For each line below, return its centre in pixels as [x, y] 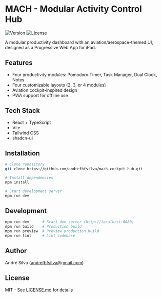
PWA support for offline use [40, 95]
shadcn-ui [22, 138]
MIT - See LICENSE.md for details [39, 290]
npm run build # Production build [43, 227]
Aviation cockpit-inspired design [45, 90]
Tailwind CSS [25, 133]
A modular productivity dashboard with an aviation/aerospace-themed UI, [79, 42]
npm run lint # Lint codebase [40, 236]
